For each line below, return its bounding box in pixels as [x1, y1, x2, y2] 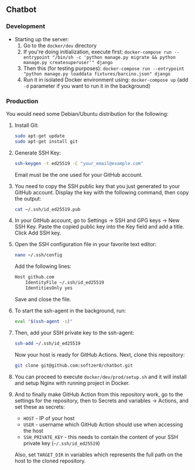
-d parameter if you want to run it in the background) [23, 82, 150, 89]
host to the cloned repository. [14, 457, 86, 464]
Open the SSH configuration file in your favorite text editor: [14, 241, 157, 248]
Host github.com [14, 274, 54, 280]
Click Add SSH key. [14, 229, 61, 237]
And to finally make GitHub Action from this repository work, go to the [14, 391, 183, 398]
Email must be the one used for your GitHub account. [14, 171, 143, 178]
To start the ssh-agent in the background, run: [14, 307, 126, 314]
